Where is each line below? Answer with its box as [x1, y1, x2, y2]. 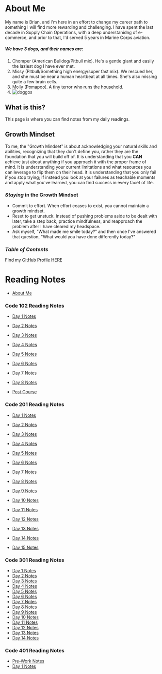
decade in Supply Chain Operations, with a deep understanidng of [5, 29, 137, 35]
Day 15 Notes [12, 544, 39, 550]
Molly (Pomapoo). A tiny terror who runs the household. [12, 84, 124, 90]
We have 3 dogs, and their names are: [5, 46, 83, 52]
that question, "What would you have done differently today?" [12, 233, 136, 239]
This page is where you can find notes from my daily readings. [5, 116, 130, 122]
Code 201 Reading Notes [5, 401, 65, 408]
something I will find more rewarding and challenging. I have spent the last [5, 24, 154, 30]
